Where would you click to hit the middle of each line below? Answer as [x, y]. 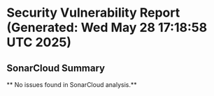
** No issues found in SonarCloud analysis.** [72, 85]
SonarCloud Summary [56, 68]
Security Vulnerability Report [93, 13]
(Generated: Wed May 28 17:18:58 [107, 27]
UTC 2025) [39, 42]
